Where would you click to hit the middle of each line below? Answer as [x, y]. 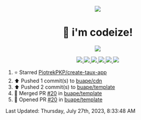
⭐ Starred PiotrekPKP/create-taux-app [60, 72]
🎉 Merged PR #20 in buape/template [58, 93]
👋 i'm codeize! [98, 33]
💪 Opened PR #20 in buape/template [58, 99]
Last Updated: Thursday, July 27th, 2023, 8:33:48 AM [70, 111]
